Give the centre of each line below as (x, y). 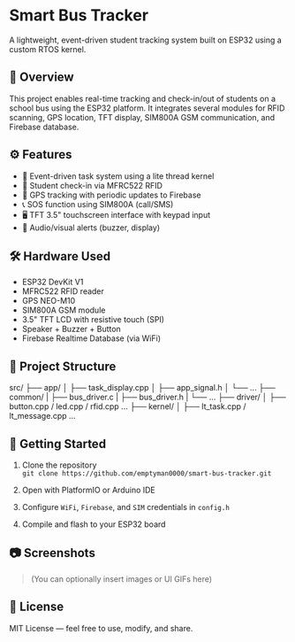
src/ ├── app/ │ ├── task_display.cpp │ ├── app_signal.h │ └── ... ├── (142, 388)
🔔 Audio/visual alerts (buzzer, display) (91, 228)
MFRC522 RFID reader (63, 291)
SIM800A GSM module (64, 310)
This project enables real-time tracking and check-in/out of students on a (143, 98)
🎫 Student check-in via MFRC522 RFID (92, 185)
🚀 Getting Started (58, 444)
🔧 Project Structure (63, 366)
